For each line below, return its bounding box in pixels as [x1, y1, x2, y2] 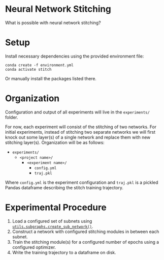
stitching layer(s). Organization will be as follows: [5, 139, 105, 145]
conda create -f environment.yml [5, 62, 74, 67]
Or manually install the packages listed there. [5, 75, 97, 82]
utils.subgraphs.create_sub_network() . [12, 223, 94, 229]
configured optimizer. [12, 244, 56, 250]
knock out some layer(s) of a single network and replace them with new [5, 134, 151, 140]
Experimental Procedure [5, 202, 107, 213]
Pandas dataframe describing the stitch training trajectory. [5, 184, 124, 190]
